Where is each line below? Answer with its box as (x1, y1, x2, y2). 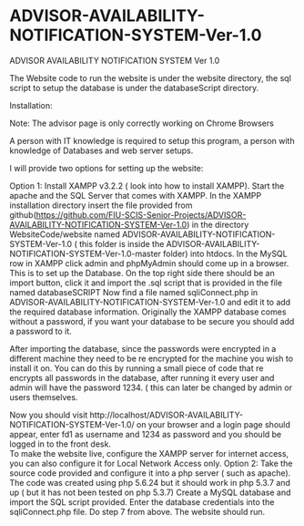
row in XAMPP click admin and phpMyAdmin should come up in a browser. (9, 257, 289, 269)
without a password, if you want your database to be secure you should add (9, 315, 295, 326)
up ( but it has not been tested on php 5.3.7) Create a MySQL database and (9, 487, 291, 498)
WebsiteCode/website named (9, 229, 120, 240)
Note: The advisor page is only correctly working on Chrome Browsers (9, 118, 275, 129)
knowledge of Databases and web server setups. (9, 145, 194, 156)
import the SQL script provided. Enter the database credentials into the (9, 496, 275, 507)
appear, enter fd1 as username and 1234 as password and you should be (9, 428, 282, 439)
